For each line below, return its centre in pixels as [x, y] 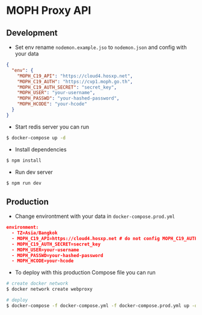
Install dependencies [41, 149]
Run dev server [34, 172]
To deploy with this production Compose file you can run [85, 273]
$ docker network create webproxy [50, 289]
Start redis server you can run [52, 127]
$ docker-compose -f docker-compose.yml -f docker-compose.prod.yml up [98, 305]
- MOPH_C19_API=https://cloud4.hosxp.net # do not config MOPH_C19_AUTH [105, 238]
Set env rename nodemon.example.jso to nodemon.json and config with [101, 47]
